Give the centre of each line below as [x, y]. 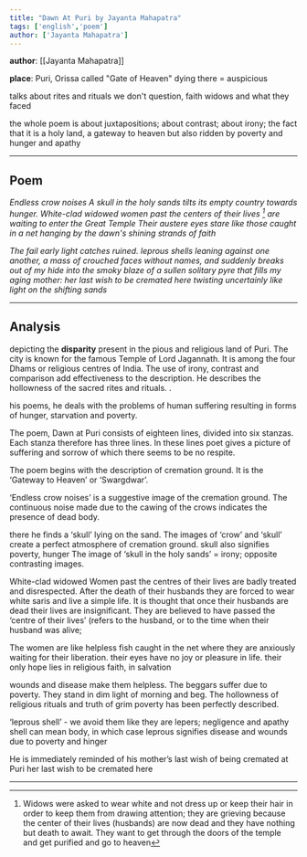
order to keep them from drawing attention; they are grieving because [154, 813]
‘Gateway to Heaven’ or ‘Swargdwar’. [79, 480]
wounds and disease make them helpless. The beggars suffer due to [138, 684]
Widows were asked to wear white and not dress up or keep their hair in [158, 803]
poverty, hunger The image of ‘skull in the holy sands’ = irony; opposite [143, 554]
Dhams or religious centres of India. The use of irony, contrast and [134, 368]
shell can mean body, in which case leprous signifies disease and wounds [148, 731]
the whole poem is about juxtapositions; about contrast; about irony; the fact [153, 123]
